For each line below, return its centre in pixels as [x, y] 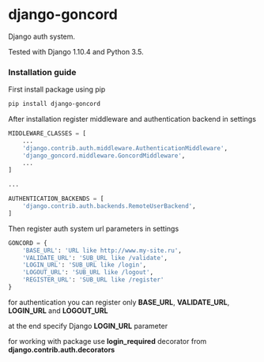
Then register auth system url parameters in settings [94, 228]
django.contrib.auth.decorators [62, 349]
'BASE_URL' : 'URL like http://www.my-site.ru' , [102, 251]
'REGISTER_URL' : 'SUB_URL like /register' [93, 280]
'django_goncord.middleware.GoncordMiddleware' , [104, 156]
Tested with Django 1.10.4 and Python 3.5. [76, 51]
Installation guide [42, 72]
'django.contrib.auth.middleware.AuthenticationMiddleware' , [125, 148]
